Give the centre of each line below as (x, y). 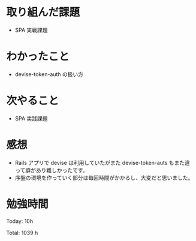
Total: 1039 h (22, 233)
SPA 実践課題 (31, 118)
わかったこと (38, 57)
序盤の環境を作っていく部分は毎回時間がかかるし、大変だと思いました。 (104, 177)
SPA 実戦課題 (31, 30)
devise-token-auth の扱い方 (49, 74)
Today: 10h (20, 221)
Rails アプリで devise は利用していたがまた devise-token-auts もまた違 (102, 162)
